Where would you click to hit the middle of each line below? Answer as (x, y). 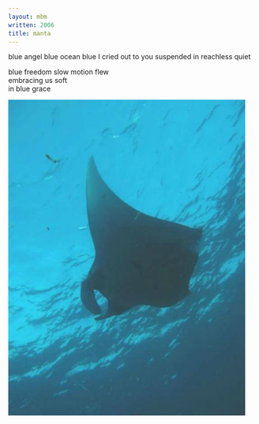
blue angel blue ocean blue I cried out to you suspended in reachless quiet (129, 57)
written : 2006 (32, 25)
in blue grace (30, 89)
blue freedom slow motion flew (58, 72)
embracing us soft (38, 81)
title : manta (30, 33)
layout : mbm (28, 17)
